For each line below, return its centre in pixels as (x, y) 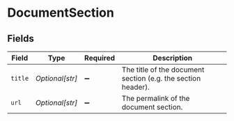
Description (173, 58)
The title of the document (163, 70)
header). (135, 87)
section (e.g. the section (161, 78)
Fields (21, 39)
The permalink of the (156, 98)
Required (100, 58)
